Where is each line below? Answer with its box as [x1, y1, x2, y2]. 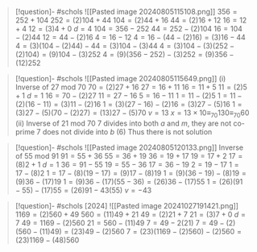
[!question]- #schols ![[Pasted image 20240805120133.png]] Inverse [15, 143, 243, 152]
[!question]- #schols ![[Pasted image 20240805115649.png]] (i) [15, 74, 226, 83]
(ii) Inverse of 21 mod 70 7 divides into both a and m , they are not [15, 118, 231, 128]
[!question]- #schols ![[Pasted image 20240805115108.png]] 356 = [15, 7, 238, 16]
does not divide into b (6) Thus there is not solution [42, 126, 213, 136]
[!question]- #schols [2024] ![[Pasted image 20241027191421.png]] [15, 200, 239, 210]
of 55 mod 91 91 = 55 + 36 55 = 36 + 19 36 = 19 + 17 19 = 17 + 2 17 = [15, 151, 243, 160]
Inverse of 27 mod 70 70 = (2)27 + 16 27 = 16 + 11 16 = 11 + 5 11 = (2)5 [15, 82, 247, 92]
